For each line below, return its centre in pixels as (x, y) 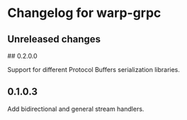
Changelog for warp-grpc (84, 13)
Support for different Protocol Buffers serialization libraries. (94, 70)
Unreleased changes (54, 39)
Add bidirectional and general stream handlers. (76, 109)
